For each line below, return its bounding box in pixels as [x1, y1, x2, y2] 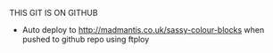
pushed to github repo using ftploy [21, 34, 150, 44]
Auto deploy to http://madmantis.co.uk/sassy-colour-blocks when [21, 25, 265, 34]
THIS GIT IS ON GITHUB [9, 8, 98, 18]
